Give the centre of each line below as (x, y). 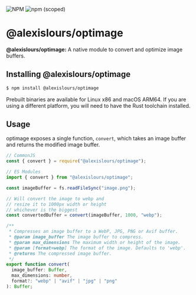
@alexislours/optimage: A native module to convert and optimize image (94, 49)
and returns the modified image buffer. (53, 145)
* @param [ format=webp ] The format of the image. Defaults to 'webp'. (97, 248)
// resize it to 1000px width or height (57, 204)
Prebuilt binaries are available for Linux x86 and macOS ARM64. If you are (96, 99)
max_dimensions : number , (42, 275)
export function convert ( (38, 264)
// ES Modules (24, 172)
